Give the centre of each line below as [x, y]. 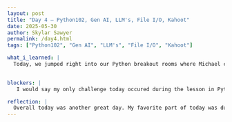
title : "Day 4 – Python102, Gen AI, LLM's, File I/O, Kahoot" [98, 20]
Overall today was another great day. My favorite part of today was [115, 108]
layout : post [26, 13]
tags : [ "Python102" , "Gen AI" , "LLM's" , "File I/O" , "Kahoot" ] [100, 45]
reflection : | [28, 101]
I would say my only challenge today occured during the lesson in [115, 89]
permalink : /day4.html [40, 39]
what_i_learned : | [33, 58]
